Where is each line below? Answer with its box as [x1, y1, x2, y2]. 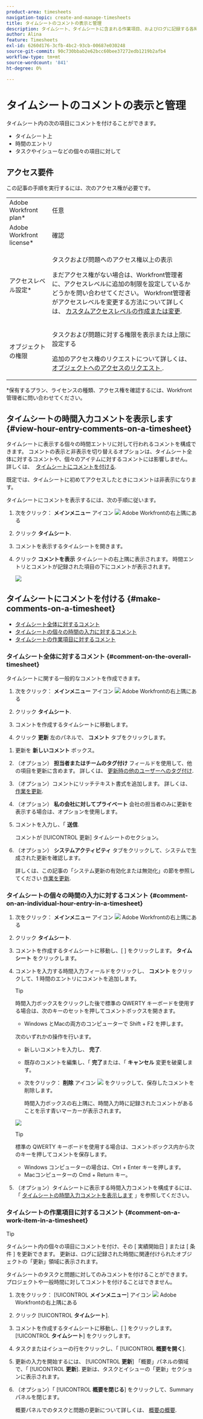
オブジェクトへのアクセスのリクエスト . [52, 364, 164, 373]
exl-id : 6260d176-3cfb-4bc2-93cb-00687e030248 [6, 43, 126, 49]
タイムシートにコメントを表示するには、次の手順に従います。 [6, 496, 159, 503]
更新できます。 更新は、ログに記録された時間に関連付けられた [21, 1250, 176, 1257]
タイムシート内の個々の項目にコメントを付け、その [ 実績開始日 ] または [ [6, 1243, 189, 1250]
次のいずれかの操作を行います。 [14, 1033, 95, 1040]
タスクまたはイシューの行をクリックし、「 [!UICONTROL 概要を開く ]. [14, 1344, 186, 1352]
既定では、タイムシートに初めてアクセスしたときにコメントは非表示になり [6, 476, 192, 483]
